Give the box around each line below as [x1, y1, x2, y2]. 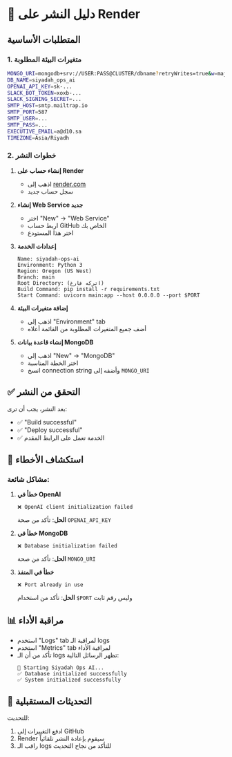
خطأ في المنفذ [17, 568, 55, 577]
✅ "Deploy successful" [17, 425, 83, 434]
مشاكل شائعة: [7, 474, 50, 484]
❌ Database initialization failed [17, 543, 117, 550]
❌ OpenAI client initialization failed [17, 504, 133, 511]
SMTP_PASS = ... [7, 121, 48, 129]
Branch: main [17, 273, 55, 281]
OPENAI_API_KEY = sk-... [7, 83, 72, 90]
